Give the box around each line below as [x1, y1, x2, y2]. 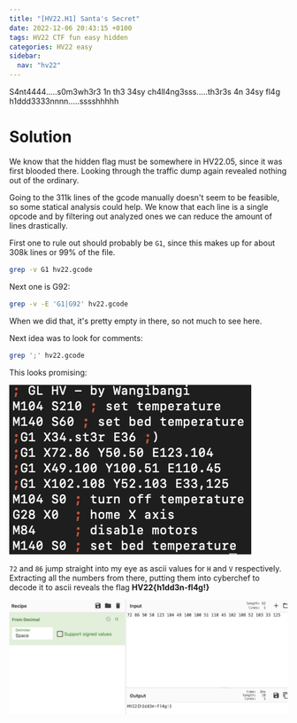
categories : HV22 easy [9, 43, 93, 51]
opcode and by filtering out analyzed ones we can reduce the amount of [9, 211, 272, 222]
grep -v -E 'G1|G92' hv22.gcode [9, 299, 128, 308]
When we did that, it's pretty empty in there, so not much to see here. [9, 315, 263, 326]
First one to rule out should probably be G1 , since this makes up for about [9, 237, 276, 248]
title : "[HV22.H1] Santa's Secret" [9, 14, 141, 23]
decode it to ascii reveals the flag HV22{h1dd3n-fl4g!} [9, 581, 210, 593]
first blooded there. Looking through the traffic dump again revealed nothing [9, 165, 287, 176]
